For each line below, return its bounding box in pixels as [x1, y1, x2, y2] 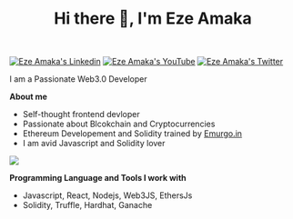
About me [9, 91, 48, 102]
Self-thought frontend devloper [22, 108, 140, 119]
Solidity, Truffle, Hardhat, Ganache [22, 199, 153, 210]
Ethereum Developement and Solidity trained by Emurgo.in [22, 127, 243, 139]
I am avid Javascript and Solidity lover [22, 137, 166, 148]
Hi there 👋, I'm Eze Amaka [54, 8, 252, 29]
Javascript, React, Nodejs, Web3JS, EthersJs [22, 190, 193, 201]
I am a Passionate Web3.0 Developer [9, 73, 147, 85]
